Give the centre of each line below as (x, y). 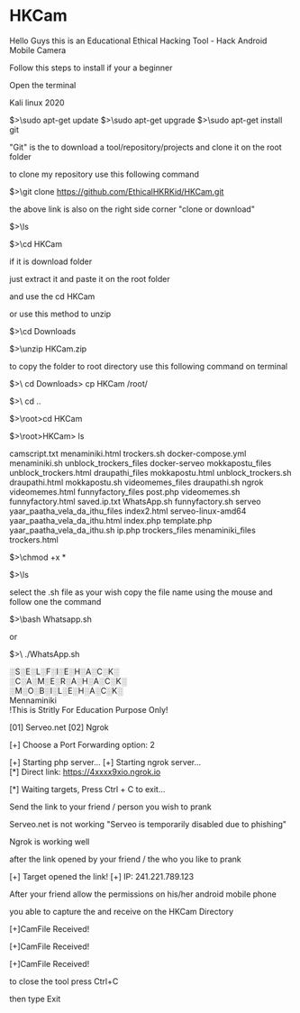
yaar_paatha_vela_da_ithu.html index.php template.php (111, 520)
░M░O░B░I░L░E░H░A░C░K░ (66, 690)
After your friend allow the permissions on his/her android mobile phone (143, 894)
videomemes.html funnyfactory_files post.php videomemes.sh (125, 491)
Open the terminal (43, 85)
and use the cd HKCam (52, 296)
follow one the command (55, 601)
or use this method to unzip (60, 314)
